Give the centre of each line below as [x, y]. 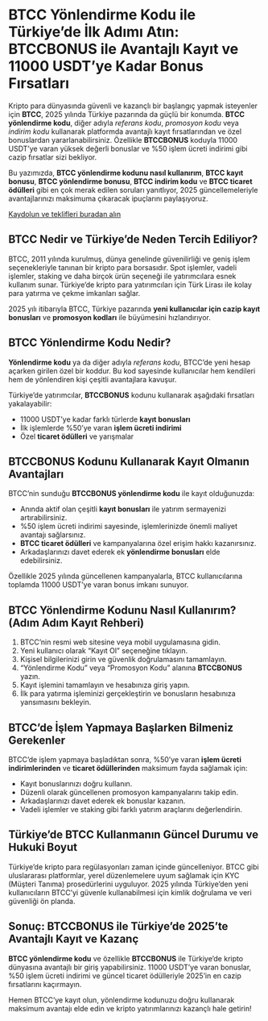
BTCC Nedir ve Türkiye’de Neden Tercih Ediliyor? [133, 240]
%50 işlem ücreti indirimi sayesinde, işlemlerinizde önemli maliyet [128, 527]
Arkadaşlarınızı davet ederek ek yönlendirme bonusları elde [120, 552]
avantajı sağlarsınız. [53, 535]
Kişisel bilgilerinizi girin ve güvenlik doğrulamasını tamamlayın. [123, 660]
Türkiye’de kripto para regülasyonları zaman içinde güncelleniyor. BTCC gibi [134, 867]
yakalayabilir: [30, 403]
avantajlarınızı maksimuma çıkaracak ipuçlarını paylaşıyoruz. [108, 198]
